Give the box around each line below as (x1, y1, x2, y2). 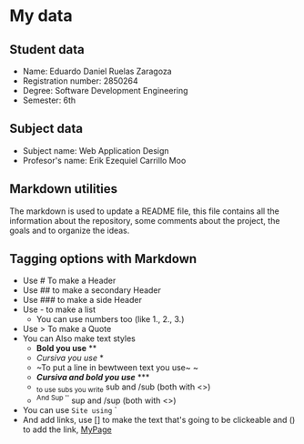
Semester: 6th (22, 95, 76, 106)
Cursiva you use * (35, 352, 105, 364)
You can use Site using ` (22, 404, 117, 415)
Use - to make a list (22, 304, 96, 315)
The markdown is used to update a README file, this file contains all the (9, 206, 279, 217)
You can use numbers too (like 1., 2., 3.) (35, 314, 185, 325)
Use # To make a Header (22, 275, 117, 287)
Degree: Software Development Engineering (22, 86, 188, 96)
